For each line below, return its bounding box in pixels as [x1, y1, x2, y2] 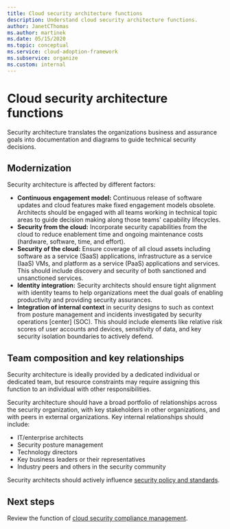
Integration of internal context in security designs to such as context [16, 303, 214, 311]
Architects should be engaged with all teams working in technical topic [16, 209, 218, 217]
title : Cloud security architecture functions [7, 10, 143, 17]
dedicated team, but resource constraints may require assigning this [7, 378, 200, 386]
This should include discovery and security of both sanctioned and [16, 267, 207, 275]
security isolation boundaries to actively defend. [16, 332, 154, 340]
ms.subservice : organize [7, 55, 78, 62]
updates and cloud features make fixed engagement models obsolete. [16, 201, 216, 209]
